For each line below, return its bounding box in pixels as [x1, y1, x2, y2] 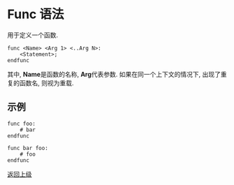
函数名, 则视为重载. [19, 78, 75, 87]
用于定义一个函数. [7, 31, 59, 39]
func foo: [7, 120, 36, 127]
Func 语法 [7, 6, 64, 22]
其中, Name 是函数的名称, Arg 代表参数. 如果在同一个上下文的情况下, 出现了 [7, 70, 221, 78]
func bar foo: [7, 145, 49, 151]
